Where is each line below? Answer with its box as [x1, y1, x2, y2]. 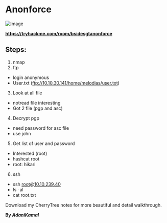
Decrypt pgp [12, 115, 40, 121]
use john [12, 130, 31, 136]
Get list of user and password [12, 140, 75, 147]
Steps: [5, 45, 27, 54]
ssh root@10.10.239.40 [12, 181, 61, 187]
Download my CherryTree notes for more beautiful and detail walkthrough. [5, 201, 162, 208]
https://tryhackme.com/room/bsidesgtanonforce [5, 30, 112, 36]
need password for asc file [12, 125, 69, 131]
